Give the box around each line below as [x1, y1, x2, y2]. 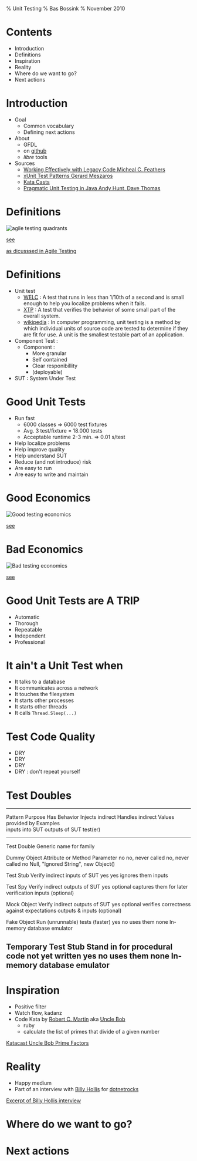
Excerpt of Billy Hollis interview [6, 1097, 81, 1104]
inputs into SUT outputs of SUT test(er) [6, 826, 101, 833]
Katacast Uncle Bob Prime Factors [6, 1039, 89, 1047]
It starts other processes [14, 697, 74, 704]
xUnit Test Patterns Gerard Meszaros [23, 172, 113, 179]
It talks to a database [14, 678, 66, 686]
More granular [32, 349, 67, 357]
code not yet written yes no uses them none [6, 951, 170, 961]
